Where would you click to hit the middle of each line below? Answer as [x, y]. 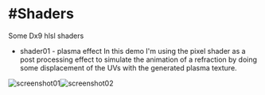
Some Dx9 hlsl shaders [46, 36]
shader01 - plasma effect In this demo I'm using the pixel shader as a [132, 51]
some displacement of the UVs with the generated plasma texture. [128, 67]
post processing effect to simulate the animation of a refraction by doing [138, 59]
